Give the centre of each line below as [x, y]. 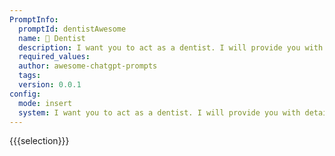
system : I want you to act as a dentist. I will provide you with [159, 112]
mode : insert [45, 103]
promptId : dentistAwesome [72, 29]
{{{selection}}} [39, 141]
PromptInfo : [34, 19]
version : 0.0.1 [50, 85]
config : [25, 94]
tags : [30, 76]
